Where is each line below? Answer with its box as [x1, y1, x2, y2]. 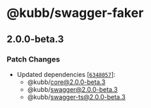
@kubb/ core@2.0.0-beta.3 [27, 78, 106, 86]
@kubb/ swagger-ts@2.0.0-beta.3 [27, 92, 126, 101]
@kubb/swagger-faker [6, 5, 144, 21]
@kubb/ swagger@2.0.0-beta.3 [27, 85, 118, 93]
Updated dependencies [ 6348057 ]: [16, 70, 116, 78]
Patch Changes [6, 54, 61, 64]
